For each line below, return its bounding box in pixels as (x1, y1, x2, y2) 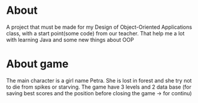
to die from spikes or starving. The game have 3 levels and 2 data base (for (6, 83, 191, 90)
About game (6, 57, 69, 71)
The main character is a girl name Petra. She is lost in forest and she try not (6, 77, 192, 84)
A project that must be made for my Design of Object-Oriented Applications (6, 23, 193, 31)
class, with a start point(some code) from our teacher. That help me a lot (6, 29, 185, 37)
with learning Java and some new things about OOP (6, 36, 135, 43)
